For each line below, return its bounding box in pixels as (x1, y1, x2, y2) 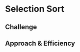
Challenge (5, 23, 37, 31)
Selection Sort (5, 3, 65, 15)
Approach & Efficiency (5, 39, 75, 47)
